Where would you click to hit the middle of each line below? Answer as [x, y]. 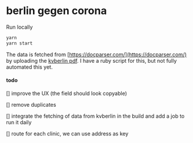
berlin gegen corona [56, 11]
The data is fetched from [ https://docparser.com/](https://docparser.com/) [96, 55]
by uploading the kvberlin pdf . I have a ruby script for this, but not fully [91, 60]
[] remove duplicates [31, 104]
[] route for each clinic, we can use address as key [67, 134]
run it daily [19, 122]
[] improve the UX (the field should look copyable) [67, 93]
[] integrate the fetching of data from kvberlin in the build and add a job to [95, 116]
